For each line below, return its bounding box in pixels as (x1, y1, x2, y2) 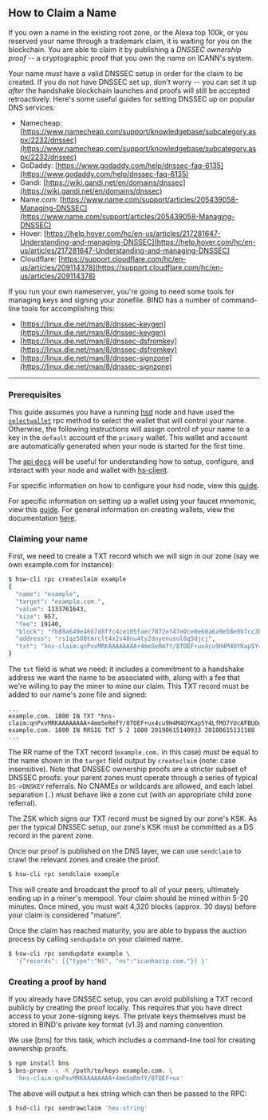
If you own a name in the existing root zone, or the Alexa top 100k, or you (8, 27, 249, 37)
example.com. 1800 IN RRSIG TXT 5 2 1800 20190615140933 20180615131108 (8, 726, 255, 734)
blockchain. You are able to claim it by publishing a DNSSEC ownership (8, 44, 242, 54)
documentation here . (8, 514, 77, 523)
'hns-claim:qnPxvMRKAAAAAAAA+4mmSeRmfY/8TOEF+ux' (15, 1074, 183, 1082)
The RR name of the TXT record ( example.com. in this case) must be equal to (8, 747, 259, 757)
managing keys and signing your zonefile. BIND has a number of (8, 295, 219, 305)
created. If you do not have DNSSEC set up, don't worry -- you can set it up (8, 77, 257, 86)
